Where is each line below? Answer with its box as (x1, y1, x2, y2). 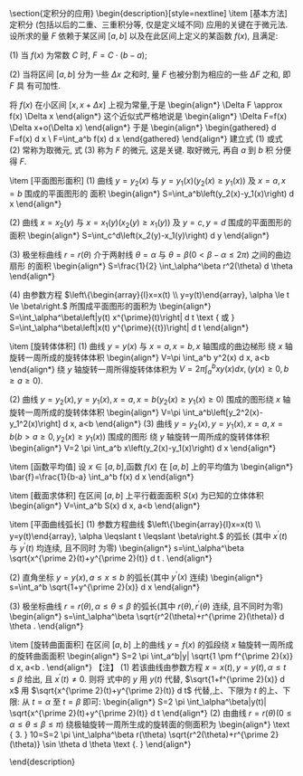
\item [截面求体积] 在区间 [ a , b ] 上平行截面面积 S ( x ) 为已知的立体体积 (9, 490, 264, 501)
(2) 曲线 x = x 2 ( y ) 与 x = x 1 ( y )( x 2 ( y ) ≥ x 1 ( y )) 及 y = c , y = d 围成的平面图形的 (9, 216, 292, 230)
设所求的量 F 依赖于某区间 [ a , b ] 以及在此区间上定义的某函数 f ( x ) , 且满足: (9, 31, 279, 41)
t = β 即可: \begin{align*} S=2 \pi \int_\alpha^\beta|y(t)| (62, 696, 267, 707)
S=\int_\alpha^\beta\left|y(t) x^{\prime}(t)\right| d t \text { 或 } (9, 311, 235, 323)
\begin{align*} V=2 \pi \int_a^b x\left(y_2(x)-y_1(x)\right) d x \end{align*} (9, 442, 277, 454)
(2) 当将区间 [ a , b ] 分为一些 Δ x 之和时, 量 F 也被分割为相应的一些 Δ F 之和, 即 (9, 69, 291, 80)
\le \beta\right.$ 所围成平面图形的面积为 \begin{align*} (9, 300, 212, 311)
